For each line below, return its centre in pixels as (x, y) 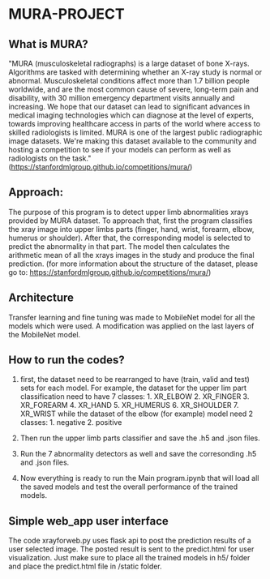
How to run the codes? (66, 360)
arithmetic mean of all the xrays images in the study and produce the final (131, 255)
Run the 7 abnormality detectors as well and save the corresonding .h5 (138, 454)
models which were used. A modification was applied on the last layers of (131, 326)
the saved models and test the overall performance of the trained (129, 487)
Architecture (41, 298)
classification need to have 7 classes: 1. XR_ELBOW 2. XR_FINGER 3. (135, 397)
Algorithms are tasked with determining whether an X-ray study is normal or (135, 72)
